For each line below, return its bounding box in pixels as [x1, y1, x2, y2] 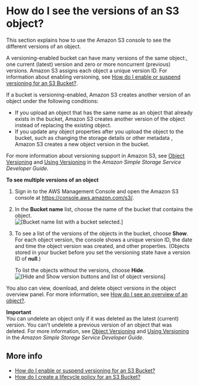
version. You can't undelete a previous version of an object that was [6, 321, 172, 328]
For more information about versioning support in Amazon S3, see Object [6, 152, 185, 159]
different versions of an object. [6, 43, 82, 50]
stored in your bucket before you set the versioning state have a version [14, 249, 191, 256]
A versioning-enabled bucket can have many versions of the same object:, [6, 54, 188, 61]
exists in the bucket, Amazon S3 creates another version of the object [14, 115, 185, 123]
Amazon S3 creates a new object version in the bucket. [14, 140, 150, 148]
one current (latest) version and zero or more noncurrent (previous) [6, 61, 171, 68]
